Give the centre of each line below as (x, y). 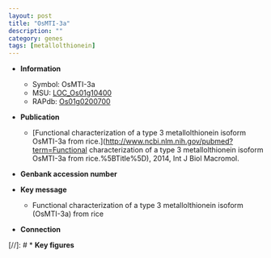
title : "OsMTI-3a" (39, 23)
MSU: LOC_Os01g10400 (72, 93)
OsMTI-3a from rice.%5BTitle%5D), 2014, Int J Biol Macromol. (136, 159)
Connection (40, 230)
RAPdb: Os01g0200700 (71, 102)
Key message (43, 189)
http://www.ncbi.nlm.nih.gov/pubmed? (169, 141)
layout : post (30, 16)
